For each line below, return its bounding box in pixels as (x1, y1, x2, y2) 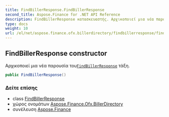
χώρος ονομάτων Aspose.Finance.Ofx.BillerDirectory (12, 101, 123, 107)
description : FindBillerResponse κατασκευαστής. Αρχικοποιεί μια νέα (5, 17, 154, 22)
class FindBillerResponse (12, 95, 65, 101)
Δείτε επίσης (5, 84, 38, 91)
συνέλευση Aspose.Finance (12, 106, 71, 112)
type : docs (5, 21, 28, 27)
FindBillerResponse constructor (5, 49, 107, 58)
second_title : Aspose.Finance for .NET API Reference (5, 12, 121, 17)
